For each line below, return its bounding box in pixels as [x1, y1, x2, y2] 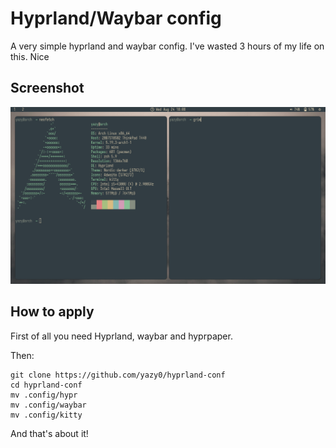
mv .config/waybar [10, 400, 87, 410]
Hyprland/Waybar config [10, 7, 222, 30]
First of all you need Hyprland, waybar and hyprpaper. [10, 330, 233, 342]
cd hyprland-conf [10, 380, 83, 390]
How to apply [10, 303, 95, 321]
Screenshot [10, 80, 85, 97]
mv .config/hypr [10, 390, 78, 400]
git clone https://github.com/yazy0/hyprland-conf [10, 370, 226, 380]
